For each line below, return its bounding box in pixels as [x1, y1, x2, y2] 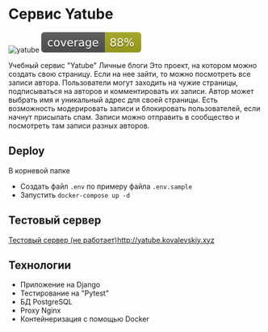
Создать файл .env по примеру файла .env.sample [19, 181, 192, 191]
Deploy [8, 144, 45, 158]
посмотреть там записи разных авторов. [8, 121, 150, 130]
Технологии [8, 258, 71, 272]
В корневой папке [8, 165, 71, 175]
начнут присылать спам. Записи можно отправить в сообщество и [8, 112, 240, 121]
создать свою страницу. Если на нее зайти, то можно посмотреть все [8, 69, 251, 79]
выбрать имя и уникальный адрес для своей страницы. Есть [8, 95, 218, 104]
